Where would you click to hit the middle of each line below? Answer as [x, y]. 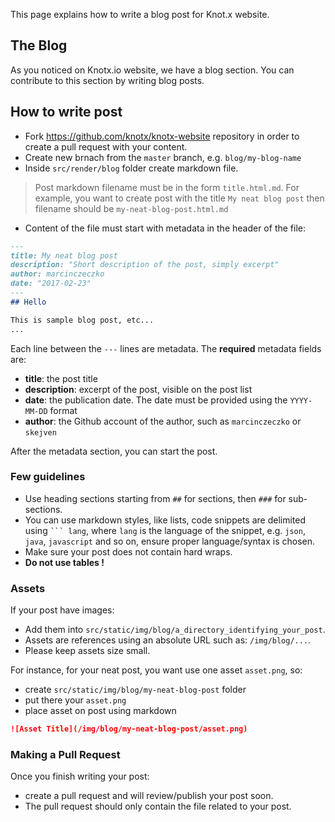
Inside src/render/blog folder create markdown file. [131, 168]
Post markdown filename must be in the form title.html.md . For [167, 187]
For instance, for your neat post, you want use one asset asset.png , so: [156, 670]
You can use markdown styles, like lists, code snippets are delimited [165, 520]
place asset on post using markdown [100, 711]
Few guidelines [48, 477]
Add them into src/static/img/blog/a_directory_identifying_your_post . [175, 630]
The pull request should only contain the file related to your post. [158, 806]
